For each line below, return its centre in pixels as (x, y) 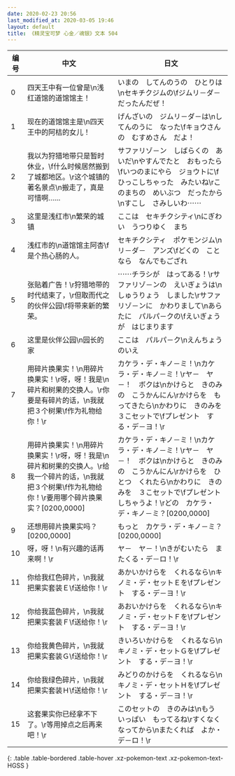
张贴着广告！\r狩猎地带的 (68, 285)
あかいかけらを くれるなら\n (166, 572)
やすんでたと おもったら (180, 161)
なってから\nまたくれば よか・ (170, 730)
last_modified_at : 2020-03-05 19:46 (60, 20)
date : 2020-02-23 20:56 (42, 14)
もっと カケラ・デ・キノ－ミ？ (170, 526)
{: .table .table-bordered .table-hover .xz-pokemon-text (87, 758)
